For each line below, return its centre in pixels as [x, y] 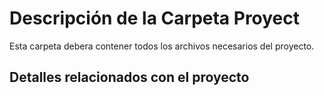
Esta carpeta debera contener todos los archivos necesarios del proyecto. [162, 46]
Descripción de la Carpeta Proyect [155, 18]
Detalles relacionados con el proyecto [129, 77]
